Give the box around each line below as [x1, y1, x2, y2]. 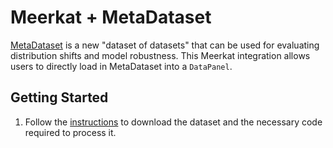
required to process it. [24, 126, 117, 138]
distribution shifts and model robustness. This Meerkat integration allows [10, 49, 311, 61]
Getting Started [10, 89, 109, 106]
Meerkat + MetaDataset [10, 6, 212, 29]
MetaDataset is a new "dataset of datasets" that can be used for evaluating [10, 39, 320, 51]
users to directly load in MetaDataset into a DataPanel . [10, 60, 233, 72]
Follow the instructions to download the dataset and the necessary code [24, 116, 323, 128]
